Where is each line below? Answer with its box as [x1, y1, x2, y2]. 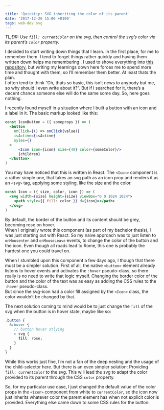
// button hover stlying [14, 327, 65, 332]
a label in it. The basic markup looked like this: [5, 110, 98, 116]
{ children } [18, 151, 41, 157]
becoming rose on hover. [5, 221, 55, 228]
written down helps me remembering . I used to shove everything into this [5, 59, 154, 65]
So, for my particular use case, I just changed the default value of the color [5, 384, 156, 389]
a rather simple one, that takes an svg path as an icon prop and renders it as [5, 175, 159, 181]
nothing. [5, 96, 22, 101]
